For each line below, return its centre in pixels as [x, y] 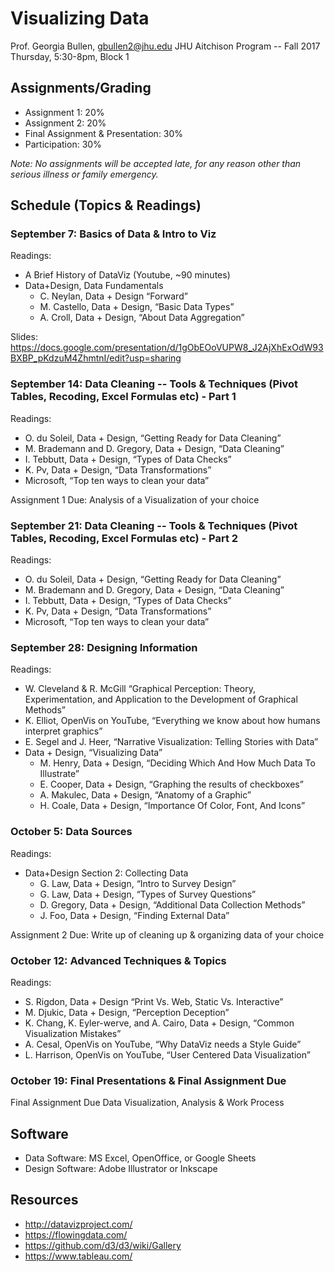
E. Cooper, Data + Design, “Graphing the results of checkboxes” [171, 784]
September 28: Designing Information [104, 647]
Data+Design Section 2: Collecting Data [106, 873]
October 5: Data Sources [71, 832]
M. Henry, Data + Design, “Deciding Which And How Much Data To [177, 763]
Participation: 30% [63, 144]
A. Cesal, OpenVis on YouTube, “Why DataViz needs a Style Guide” [163, 1044]
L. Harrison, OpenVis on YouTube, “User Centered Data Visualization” [167, 1054]
